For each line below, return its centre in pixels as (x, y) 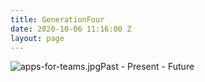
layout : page (37, 38)
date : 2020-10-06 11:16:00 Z (71, 29)
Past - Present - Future (147, 67)
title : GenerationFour (57, 19)
